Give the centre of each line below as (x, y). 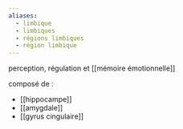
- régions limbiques (50, 38)
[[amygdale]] (41, 108)
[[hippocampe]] (46, 99)
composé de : (31, 84)
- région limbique (47, 46)
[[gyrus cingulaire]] (52, 116)
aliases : (23, 16)
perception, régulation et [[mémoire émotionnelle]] (92, 68)
